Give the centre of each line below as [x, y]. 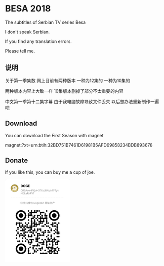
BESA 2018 [28, 9]
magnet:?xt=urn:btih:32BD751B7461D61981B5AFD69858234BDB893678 [79, 145]
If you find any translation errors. [39, 41]
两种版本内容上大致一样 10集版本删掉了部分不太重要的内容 [64, 91]
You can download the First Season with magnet [54, 135]
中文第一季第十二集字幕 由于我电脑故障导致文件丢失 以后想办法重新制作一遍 [82, 101]
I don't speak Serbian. [28, 32]
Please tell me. [20, 51]
